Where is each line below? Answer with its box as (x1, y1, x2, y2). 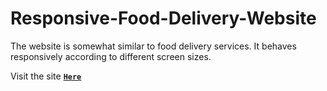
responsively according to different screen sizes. (10, 50, 212, 62)
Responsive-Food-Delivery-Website (10, 7, 317, 30)
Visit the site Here (10, 70, 82, 82)
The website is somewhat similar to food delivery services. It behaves (10, 40, 297, 52)
